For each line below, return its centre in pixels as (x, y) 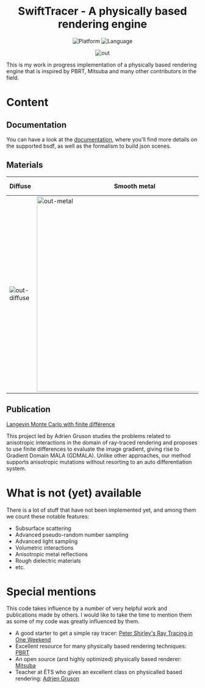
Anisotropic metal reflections (52, 554)
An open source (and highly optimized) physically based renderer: (98, 659)
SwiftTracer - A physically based (103, 11)
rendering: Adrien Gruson (47, 679)
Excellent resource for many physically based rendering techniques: (101, 646)
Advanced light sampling (46, 541)
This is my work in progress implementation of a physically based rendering (102, 65)
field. (13, 77)
